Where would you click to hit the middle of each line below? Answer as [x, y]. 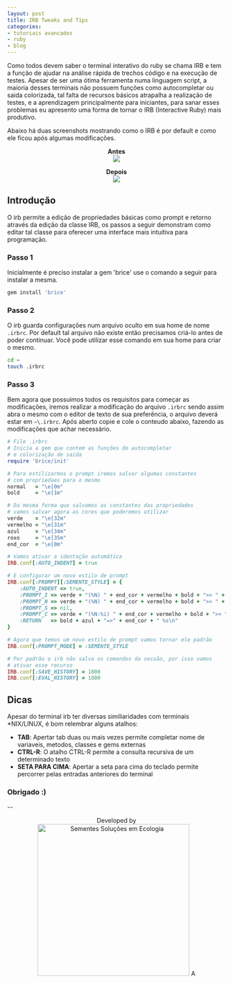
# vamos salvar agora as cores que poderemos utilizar [88, 512]
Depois [116, 172]
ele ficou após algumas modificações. [61, 138]
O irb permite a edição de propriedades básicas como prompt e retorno [109, 217]
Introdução [32, 201]
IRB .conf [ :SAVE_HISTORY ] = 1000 [54, 672]
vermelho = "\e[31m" [37, 524]
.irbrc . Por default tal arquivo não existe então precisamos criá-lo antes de [115, 333]
